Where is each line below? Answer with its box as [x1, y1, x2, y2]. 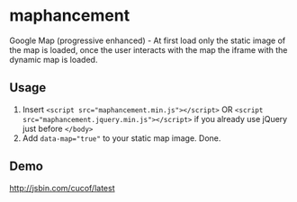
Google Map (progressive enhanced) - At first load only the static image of [9, 35, 286, 46]
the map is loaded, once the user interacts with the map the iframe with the [9, 44, 288, 55]
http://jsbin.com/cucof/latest [9, 182, 115, 193]
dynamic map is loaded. [9, 54, 98, 65]
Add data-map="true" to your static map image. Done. [22, 132, 221, 144]
